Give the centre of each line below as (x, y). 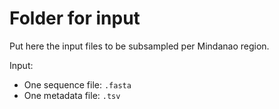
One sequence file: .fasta (77, 84)
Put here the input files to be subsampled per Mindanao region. (139, 46)
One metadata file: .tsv (72, 95)
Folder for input (75, 18)
